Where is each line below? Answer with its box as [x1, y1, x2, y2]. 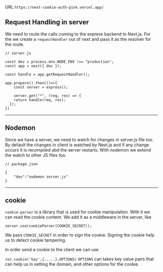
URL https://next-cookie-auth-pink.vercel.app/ [5, 4, 104, 10]
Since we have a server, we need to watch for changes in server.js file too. [5, 136, 154, 142]
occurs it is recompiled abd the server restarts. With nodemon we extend [5, 147, 151, 153]
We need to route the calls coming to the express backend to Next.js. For [5, 31, 151, 37]
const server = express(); [14, 85, 68, 89]
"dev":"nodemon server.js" [14, 174, 68, 179]
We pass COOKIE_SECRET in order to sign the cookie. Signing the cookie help [5, 232, 155, 238]
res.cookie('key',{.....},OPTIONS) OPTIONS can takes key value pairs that [5, 256, 154, 262]
